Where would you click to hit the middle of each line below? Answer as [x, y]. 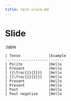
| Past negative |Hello [34, 94]
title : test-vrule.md [27, 9]
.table [11, 47]
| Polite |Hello [34, 64]
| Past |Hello [34, 89]
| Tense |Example [36, 56]
